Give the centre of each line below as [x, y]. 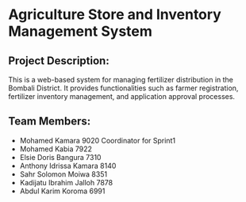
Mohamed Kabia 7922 [56, 149]
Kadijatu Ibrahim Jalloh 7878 [66, 182]
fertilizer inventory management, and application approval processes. [122, 96]
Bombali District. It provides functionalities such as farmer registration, [123, 88]
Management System [81, 31]
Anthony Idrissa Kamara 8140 [68, 166]
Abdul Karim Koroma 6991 [62, 191]
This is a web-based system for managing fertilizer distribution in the [121, 80]
